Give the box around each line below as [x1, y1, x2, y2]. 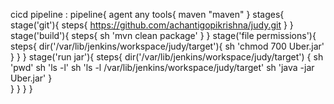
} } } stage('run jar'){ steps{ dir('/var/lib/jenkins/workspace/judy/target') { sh [10, 51, 324, 63]
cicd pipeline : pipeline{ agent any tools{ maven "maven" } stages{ [10, 9, 285, 20]
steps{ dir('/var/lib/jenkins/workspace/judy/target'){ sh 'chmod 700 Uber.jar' [10, 40, 325, 52]
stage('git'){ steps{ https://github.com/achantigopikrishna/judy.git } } [10, 19, 294, 31]
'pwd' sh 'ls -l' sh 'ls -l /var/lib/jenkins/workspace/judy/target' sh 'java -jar [10, 62, 315, 73]
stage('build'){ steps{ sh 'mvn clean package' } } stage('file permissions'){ [10, 30, 317, 41]
